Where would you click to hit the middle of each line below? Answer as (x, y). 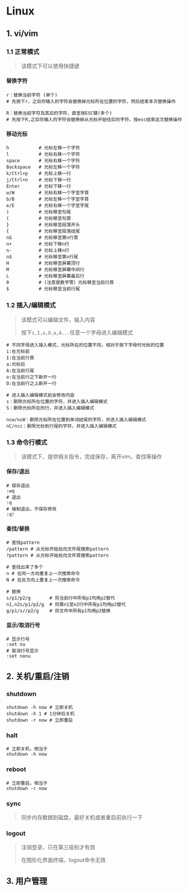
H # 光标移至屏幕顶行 (43, 264)
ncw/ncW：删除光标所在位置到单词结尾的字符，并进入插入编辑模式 (76, 420)
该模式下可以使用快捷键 (50, 66)
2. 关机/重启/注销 (38, 676)
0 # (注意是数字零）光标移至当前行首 (60, 283)
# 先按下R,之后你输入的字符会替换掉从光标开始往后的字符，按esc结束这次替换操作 (94, 120)
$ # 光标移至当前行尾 (43, 289)
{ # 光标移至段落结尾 (43, 231)
